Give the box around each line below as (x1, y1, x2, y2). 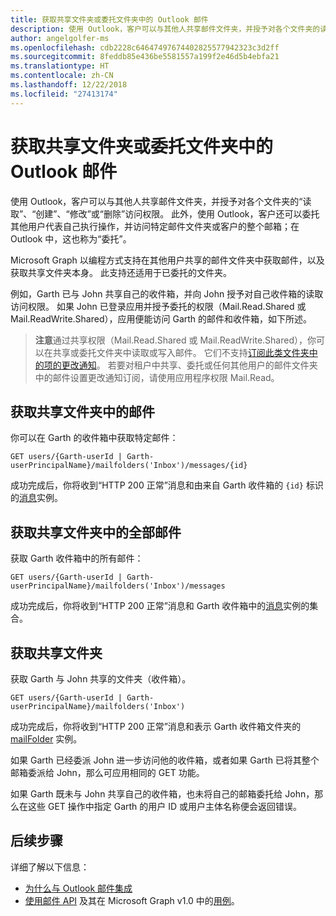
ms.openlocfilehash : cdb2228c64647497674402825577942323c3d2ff (10, 42, 280, 53)
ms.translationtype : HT (10, 61, 110, 71)
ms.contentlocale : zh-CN (10, 71, 114, 81)
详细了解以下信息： (10, 861, 90, 873)
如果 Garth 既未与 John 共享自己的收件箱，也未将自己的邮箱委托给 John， (10, 788, 315, 800)
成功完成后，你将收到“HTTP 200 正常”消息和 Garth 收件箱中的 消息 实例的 (10, 600, 310, 612)
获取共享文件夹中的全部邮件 (10, 524, 182, 541)
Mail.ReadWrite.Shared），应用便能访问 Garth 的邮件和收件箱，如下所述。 (10, 312, 313, 325)
